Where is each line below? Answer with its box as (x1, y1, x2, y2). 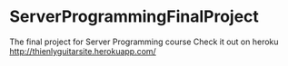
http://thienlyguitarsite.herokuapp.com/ (9, 45, 156, 56)
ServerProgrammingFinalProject (9, 6, 259, 27)
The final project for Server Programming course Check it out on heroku (9, 36, 279, 47)
